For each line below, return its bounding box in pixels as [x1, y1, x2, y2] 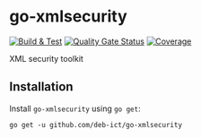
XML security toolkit [9, 53, 83, 64]
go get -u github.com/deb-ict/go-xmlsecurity [9, 120, 182, 129]
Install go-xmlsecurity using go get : [9, 103, 141, 114]
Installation [9, 79, 74, 95]
